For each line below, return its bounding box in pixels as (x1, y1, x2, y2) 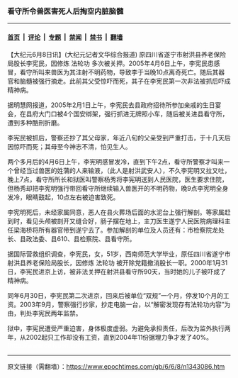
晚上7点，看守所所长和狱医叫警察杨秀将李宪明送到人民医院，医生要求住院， (7, 175, 228, 184)
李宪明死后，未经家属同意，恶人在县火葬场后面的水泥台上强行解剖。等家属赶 (7, 208, 231, 216)
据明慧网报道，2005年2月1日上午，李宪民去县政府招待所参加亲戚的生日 (7, 101, 215, 109)
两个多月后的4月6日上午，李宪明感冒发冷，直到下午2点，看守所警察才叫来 (7, 157, 225, 166)
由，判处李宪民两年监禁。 (7, 308, 82, 317)
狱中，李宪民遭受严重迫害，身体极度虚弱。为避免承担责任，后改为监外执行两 (7, 324, 231, 333)
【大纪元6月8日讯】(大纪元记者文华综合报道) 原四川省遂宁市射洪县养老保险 (7, 50, 227, 58)
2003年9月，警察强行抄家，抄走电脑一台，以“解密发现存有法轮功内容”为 (19, 300, 231, 308)
